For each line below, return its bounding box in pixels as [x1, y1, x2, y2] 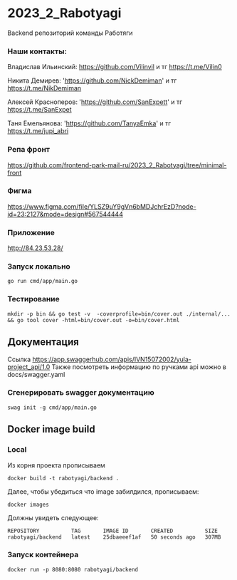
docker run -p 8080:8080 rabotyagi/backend [7, 566, 139, 573]
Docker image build [7, 423, 95, 435]
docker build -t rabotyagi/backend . [7, 475, 120, 482]
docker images [7, 501, 50, 508]
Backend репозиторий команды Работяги [7, 29, 133, 37]
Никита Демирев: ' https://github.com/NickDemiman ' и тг [7, 76, 177, 85]
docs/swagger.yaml [7, 370, 65, 378]
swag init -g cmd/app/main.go [7, 404, 98, 411]
